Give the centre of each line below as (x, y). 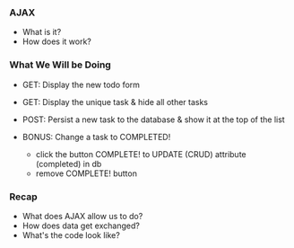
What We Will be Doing (61, 65)
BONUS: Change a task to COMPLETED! (96, 137)
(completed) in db (69, 164)
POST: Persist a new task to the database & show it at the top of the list (153, 120)
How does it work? (57, 41)
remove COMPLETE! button (86, 173)
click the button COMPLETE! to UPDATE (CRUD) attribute (141, 154)
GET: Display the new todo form (81, 84)
